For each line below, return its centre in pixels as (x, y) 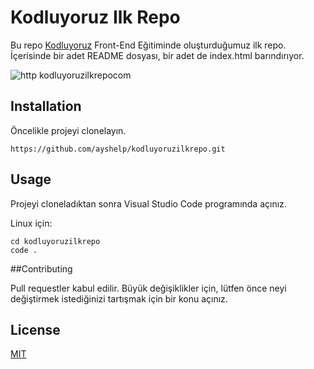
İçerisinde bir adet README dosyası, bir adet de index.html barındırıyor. (157, 55)
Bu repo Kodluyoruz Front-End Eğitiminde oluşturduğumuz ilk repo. (148, 45)
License (35, 329)
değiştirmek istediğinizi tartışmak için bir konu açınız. (119, 298)
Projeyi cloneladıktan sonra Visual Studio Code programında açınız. (148, 203)
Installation (46, 106)
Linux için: (31, 223)
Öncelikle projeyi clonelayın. (68, 130)
